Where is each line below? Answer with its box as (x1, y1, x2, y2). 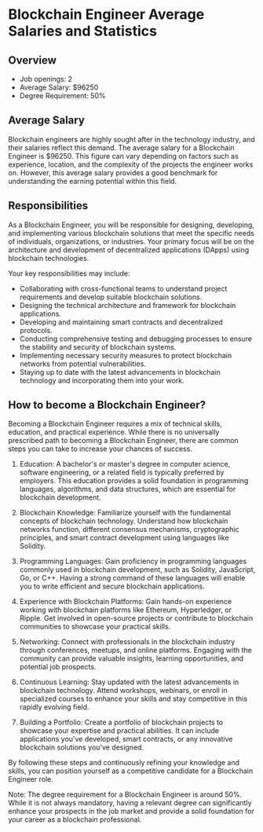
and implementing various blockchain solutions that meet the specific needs (8, 228, 255, 237)
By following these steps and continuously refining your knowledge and (8, 758, 240, 768)
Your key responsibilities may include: (8, 269, 131, 278)
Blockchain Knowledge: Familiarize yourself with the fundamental (19, 508, 232, 518)
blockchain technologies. (8, 253, 89, 262)
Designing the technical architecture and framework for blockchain (19, 300, 236, 310)
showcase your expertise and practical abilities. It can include (19, 726, 220, 735)
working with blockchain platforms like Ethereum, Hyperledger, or (19, 605, 232, 614)
